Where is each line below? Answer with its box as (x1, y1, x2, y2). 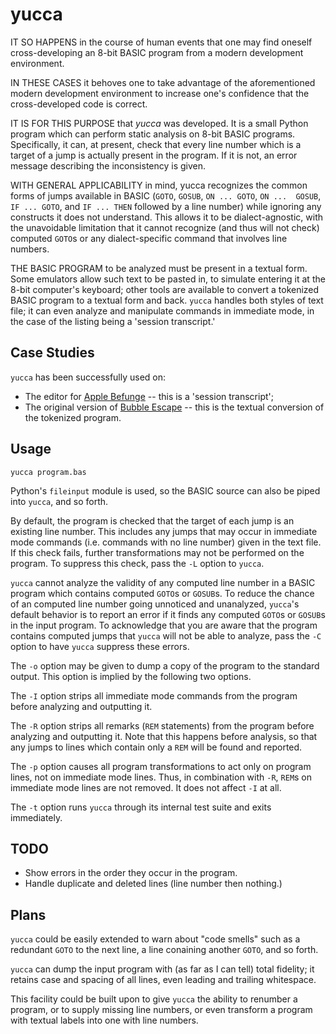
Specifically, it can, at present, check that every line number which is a (10, 138, 302, 150)
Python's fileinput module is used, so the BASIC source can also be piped (10, 484, 321, 497)
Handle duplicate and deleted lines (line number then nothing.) (24, 878, 283, 890)
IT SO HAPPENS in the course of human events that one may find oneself (10, 36, 313, 48)
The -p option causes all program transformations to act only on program (10, 760, 312, 772)
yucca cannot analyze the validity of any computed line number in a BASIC (10, 576, 316, 588)
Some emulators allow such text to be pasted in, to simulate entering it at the (10, 273, 326, 285)
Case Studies (10, 344, 95, 362)
